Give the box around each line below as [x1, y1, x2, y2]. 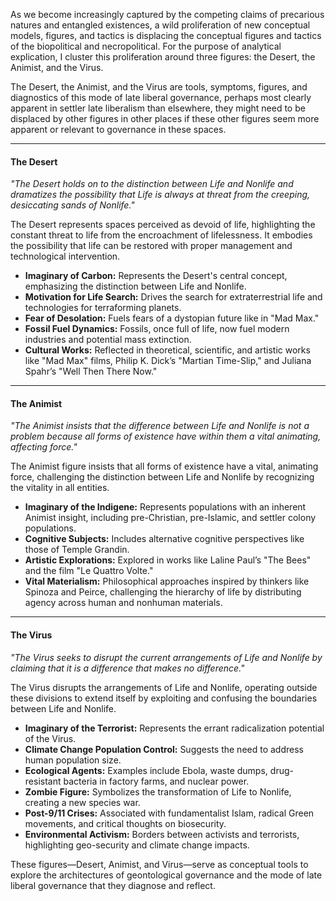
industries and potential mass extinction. [24, 334, 192, 346]
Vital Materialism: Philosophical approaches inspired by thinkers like [24, 575, 310, 588]
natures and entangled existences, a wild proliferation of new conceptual [10, 19, 311, 31]
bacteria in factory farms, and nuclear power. [63, 775, 250, 787]
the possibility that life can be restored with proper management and [10, 240, 293, 252]
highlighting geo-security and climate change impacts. [24, 839, 250, 851]
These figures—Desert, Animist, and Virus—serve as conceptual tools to [10, 858, 309, 870]
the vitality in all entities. [10, 482, 110, 494]
